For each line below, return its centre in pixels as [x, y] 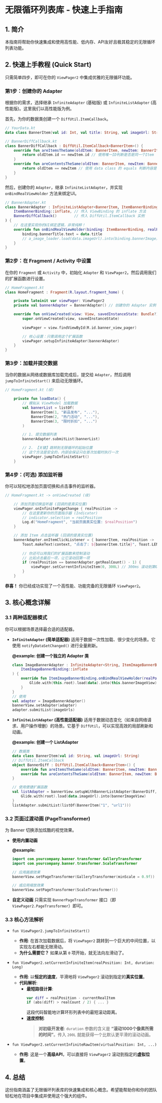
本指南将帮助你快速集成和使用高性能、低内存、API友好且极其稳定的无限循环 [80, 42]
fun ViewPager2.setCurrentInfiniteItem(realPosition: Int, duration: [83, 963]
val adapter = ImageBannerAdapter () [49, 701]
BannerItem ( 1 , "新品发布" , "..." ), [65, 412]
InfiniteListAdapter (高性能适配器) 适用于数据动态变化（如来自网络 [80, 720]
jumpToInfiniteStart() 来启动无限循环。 [45, 381]
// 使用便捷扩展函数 [30, 787]
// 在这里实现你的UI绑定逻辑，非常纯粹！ [50, 225]
